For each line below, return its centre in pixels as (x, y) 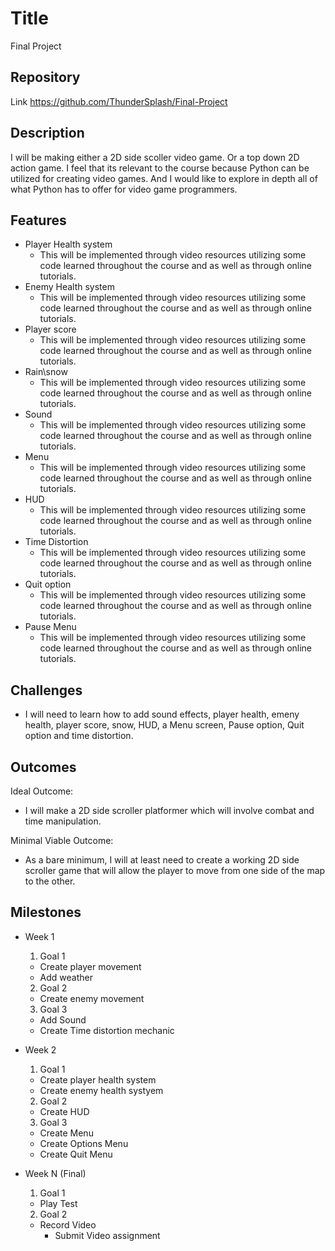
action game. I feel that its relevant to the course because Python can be (160, 168)
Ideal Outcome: (42, 791)
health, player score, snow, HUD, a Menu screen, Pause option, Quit (164, 725)
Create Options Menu (84, 1143)
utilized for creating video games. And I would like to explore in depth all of (164, 178)
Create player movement (90, 966)
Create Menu (66, 1133)
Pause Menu (50, 627)
